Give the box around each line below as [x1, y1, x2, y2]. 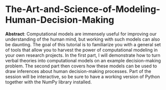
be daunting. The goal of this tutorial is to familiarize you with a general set [5, 41, 161, 47]
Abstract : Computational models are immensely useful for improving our [5, 31, 157, 37]
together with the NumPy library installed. [5, 79, 92, 85]
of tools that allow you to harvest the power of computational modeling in [5, 47, 158, 53]
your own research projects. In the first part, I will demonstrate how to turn [5, 52, 160, 58]
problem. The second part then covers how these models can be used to [5, 63, 157, 69]
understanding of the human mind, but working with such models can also [5, 36, 160, 42]
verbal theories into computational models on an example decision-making [5, 57, 161, 63]
